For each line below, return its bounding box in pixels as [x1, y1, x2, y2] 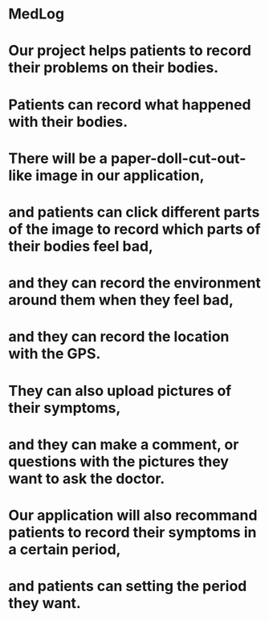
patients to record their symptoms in [8, 523, 257, 541]
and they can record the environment [8, 274, 261, 292]
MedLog [8, 5, 65, 23]
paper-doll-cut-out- [110, 149, 247, 167]
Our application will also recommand [8, 506, 258, 524]
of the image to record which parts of [8, 220, 261, 238]
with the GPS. [8, 345, 101, 363]
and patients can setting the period [8, 577, 247, 595]
